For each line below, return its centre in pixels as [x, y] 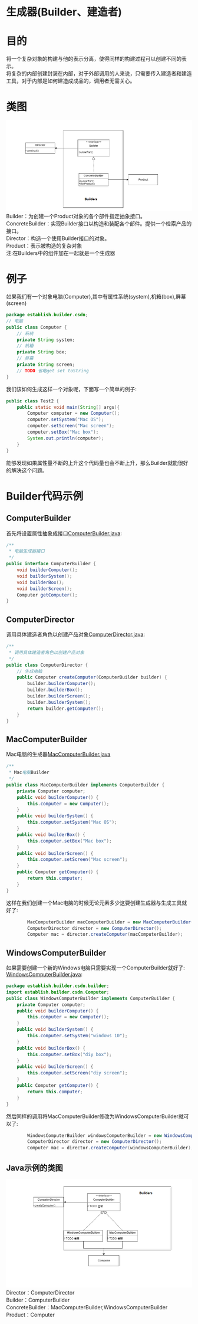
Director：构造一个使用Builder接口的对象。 [58, 238]
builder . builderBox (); [55, 690]
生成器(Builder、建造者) [64, 12]
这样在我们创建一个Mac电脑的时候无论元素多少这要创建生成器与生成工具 [94, 903]
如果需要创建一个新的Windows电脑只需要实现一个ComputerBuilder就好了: [96, 968]
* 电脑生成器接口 [27, 551]
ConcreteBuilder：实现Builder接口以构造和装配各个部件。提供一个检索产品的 [99, 224]
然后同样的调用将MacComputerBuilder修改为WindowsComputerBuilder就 [95, 1116]
